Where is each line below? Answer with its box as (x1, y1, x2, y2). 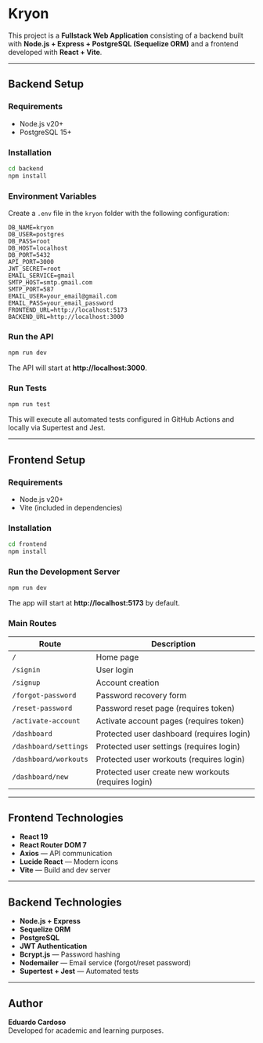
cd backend (8, 164, 44, 173)
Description (151, 638, 196, 649)
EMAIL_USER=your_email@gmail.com (8, 292, 117, 300)
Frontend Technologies (8, 811, 124, 825)
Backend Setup (8, 78, 85, 91)
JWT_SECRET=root (8, 265, 61, 273)
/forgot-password (12, 690, 77, 700)
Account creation (95, 677, 160, 688)
